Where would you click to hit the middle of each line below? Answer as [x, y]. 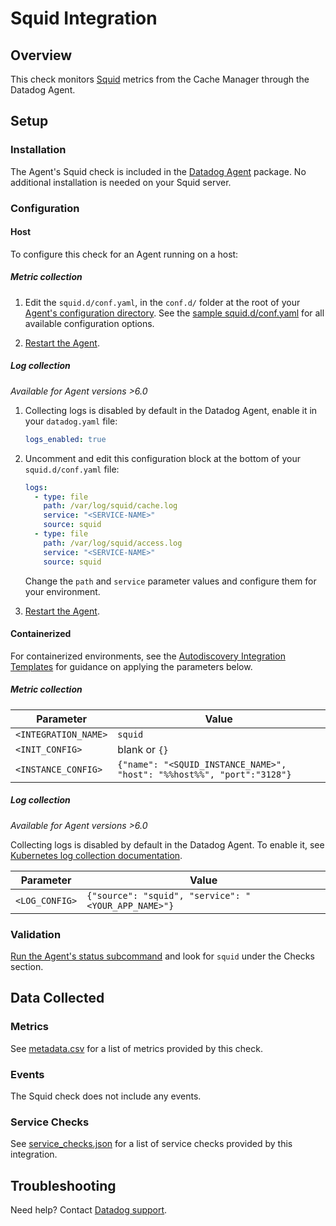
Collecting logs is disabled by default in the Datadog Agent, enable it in [171, 410]
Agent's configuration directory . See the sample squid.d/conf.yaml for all [174, 313]
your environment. [62, 591]
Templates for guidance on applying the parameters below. [131, 666]
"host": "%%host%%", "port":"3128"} [204, 774]
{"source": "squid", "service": [163, 895]
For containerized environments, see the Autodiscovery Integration [148, 656]
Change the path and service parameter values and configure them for [170, 581]
